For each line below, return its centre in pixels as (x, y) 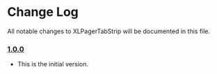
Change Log (43, 12)
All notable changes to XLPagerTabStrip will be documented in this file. (109, 31)
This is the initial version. (53, 64)
